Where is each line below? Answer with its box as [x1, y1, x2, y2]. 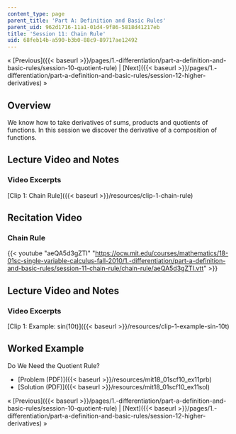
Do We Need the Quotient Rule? [7, 361, 101, 369]
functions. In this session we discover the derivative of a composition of [7, 126, 218, 134]
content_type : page [7, 10, 65, 18]
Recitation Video [7, 212, 83, 224]
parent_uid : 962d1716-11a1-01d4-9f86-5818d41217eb [7, 23, 160, 30]
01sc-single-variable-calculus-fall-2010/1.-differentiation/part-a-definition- [7, 257, 226, 265]
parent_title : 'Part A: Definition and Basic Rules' [7, 17, 167, 24]
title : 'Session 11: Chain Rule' [7, 30, 106, 38]
